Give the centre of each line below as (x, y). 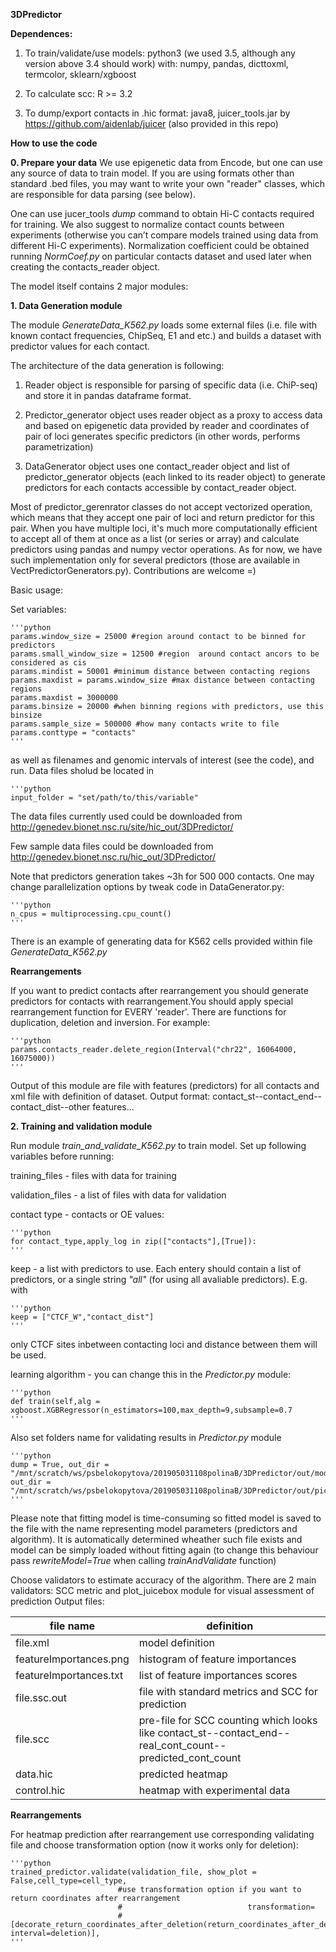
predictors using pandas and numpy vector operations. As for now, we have (166, 549)
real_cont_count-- (182, 1745)
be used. (28, 1355)
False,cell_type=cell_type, (69, 1881)
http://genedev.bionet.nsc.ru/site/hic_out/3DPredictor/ (122, 827)
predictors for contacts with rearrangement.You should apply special (152, 1001)
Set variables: (38, 609)
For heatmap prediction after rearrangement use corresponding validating (162, 1834)
